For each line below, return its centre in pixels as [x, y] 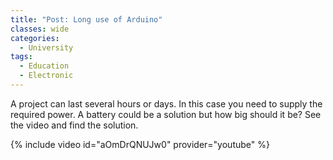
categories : [35, 38]
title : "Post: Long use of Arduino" [86, 19]
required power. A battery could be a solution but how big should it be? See [166, 114]
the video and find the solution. [74, 125]
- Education [44, 66]
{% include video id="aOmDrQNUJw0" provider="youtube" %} [140, 144]
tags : [21, 57]
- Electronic [46, 76]
